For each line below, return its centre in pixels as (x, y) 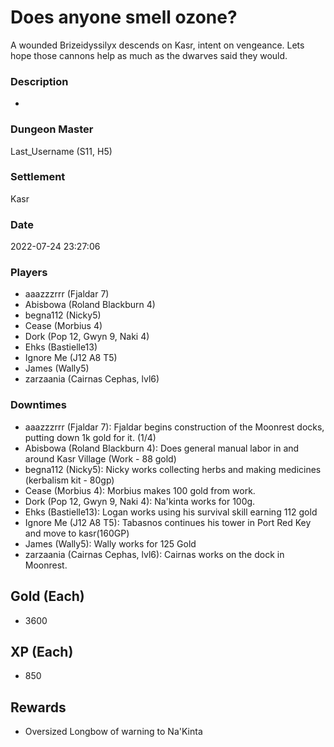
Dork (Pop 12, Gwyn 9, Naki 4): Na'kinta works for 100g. (140, 501)
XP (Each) (42, 651)
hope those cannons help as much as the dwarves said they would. (149, 55)
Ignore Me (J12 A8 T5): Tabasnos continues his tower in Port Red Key (168, 522)
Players (29, 273)
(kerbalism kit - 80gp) (69, 480)
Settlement (38, 177)
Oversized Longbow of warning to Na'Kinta (113, 732)
